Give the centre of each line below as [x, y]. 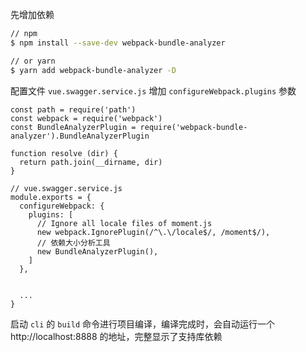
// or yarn [33, 61]
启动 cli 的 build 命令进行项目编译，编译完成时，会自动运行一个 [143, 324]
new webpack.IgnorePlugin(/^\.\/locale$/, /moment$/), [153, 232]
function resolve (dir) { [64, 153]
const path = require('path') [73, 109]
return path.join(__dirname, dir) [91, 162]
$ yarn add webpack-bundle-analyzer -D [93, 70]
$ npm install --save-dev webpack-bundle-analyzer [118, 43]
